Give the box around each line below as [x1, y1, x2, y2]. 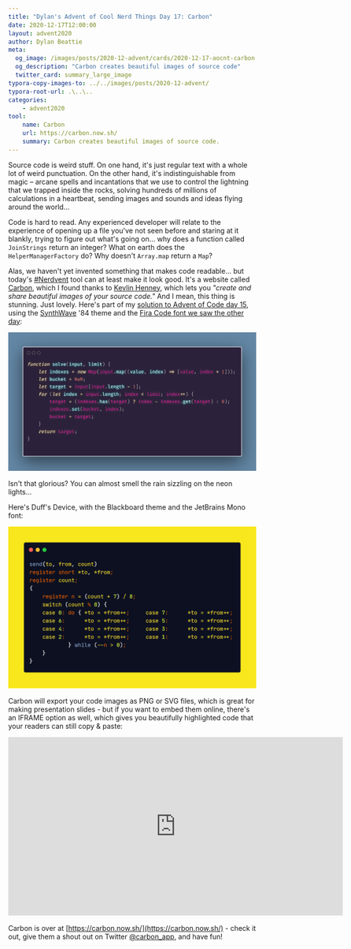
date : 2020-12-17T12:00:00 [8, 21, 97, 29]
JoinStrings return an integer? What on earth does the [8, 242, 185, 252]
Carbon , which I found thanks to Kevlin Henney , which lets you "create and [8, 282, 252, 292]
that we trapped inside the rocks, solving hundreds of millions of [8, 185, 217, 195]
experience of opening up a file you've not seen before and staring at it [8, 226, 239, 235]
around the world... [8, 202, 70, 211]
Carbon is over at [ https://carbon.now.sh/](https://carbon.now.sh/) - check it [8, 923, 257, 932]
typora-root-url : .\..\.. [8, 88, 93, 95]
